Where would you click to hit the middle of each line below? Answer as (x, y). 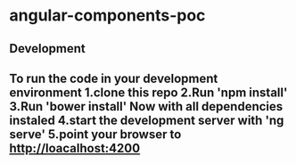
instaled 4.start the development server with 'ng (147, 120)
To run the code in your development (114, 78)
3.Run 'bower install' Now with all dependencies (146, 107)
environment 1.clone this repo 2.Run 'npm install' (148, 92)
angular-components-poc (107, 16)
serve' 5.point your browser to (95, 134)
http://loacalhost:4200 (75, 148)
